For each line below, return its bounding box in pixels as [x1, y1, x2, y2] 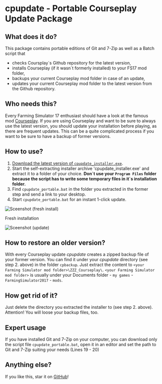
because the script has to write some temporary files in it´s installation [12, 176, 157, 182]
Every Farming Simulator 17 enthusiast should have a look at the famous [5, 113, 148, 118]
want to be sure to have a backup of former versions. [5, 133, 111, 139]
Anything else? [5, 361, 52, 369]
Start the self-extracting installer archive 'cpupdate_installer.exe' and [12, 166, 149, 171]
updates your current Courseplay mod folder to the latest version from [12, 81, 152, 86]
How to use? [5, 148, 44, 156]
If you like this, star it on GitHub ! [5, 373, 69, 379]
